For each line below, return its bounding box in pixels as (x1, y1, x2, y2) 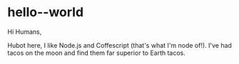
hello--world (7, 4, 84, 20)
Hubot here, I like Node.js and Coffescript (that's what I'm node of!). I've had (7, 41, 232, 49)
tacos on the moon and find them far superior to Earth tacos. (7, 49, 185, 57)
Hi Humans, (7, 27, 42, 36)
